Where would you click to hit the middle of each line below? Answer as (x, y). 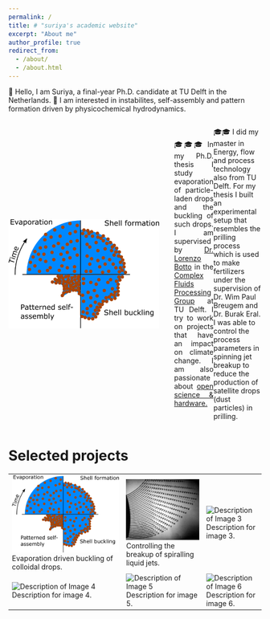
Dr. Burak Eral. (237, 314)
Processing (192, 292)
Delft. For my (235, 185)
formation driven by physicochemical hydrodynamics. (97, 108)
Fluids (184, 284)
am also (194, 369)
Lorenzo (188, 259)
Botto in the (194, 267)
